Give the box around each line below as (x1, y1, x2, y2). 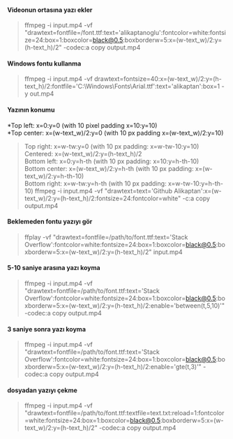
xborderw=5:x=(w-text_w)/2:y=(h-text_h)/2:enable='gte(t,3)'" (24, 363, 202, 371)
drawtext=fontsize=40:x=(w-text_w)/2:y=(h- (93, 75, 222, 83)
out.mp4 (29, 89, 54, 98)
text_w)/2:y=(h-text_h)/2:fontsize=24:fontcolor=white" (24, 194, 181, 202)
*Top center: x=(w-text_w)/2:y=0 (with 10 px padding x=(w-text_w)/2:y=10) (7, 128, 224, 137)
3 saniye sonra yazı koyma (7, 325, 86, 333)
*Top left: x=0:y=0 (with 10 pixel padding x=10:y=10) (7, 121, 158, 129)
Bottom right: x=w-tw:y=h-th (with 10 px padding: (24, 179, 167, 188)
